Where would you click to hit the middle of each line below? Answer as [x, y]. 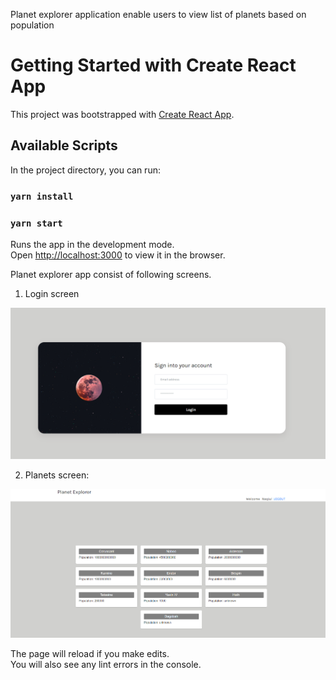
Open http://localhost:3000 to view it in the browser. [118, 255]
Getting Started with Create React [153, 65]
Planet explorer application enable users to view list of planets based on [158, 14]
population [32, 25]
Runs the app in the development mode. [92, 244]
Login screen [52, 293]
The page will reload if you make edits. [90, 654]
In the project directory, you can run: [85, 170]
